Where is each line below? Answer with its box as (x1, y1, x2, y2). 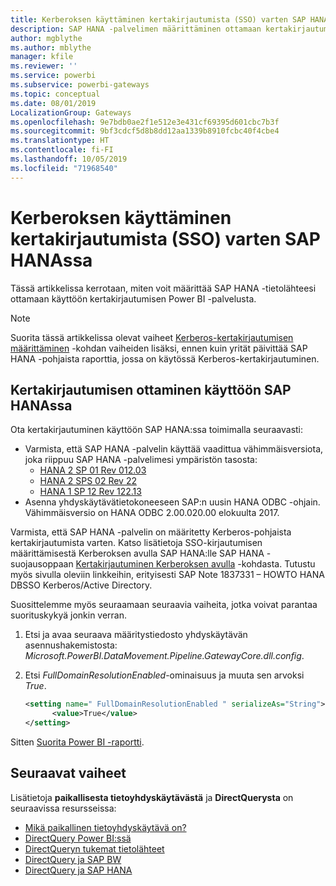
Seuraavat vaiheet (10, 765, 127, 782)
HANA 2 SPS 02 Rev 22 (39, 475, 138, 487)
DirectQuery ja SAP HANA (24, 864, 133, 876)
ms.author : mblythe (10, 42, 92, 53)
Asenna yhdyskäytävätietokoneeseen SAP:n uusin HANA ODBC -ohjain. (24, 496, 321, 508)
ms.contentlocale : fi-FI (10, 145, 114, 155)
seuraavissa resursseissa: (10, 802, 117, 814)
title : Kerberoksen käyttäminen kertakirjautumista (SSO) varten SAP (10, 14, 307, 25)
